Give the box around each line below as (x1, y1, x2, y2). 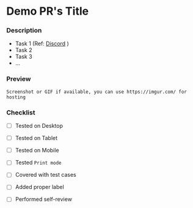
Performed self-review (15, 196, 72, 203)
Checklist (6, 108, 35, 117)
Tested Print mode (15, 159, 62, 166)
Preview (6, 75, 31, 83)
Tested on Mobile (15, 147, 59, 154)
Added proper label (15, 184, 64, 191)
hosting (6, 94, 26, 100)
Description (6, 26, 42, 35)
